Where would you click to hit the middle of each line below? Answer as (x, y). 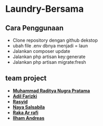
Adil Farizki (25, 96)
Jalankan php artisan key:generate (49, 57)
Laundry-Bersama (45, 9)
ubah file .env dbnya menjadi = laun (50, 46)
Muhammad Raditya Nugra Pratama (51, 91)
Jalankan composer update (41, 51)
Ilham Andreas (29, 118)
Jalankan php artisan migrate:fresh (49, 62)
